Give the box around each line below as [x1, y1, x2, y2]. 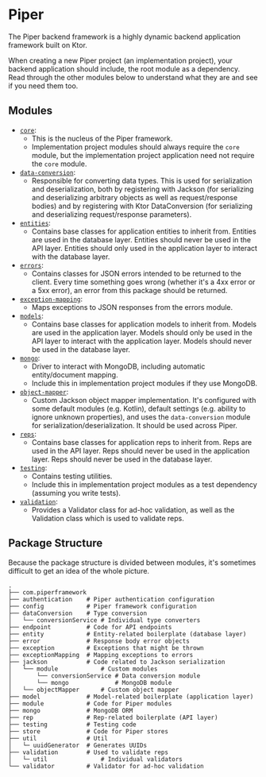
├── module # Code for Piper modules [8, 699, 172, 708]
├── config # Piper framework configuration [8, 602, 197, 610]
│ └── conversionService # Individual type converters [8, 616, 201, 624]
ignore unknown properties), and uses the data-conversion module [31, 412, 251, 422]
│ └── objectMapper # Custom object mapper [8, 686, 179, 694]
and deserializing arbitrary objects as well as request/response [31, 192, 238, 202]
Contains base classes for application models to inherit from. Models [31, 319, 257, 329]
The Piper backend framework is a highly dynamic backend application [8, 32, 241, 41]
